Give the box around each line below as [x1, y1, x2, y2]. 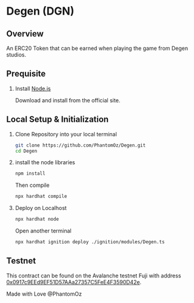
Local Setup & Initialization [6, 114, 109, 125]
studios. [6, 51, 27, 58]
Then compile [15, 181, 50, 189]
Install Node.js [15, 85, 51, 92]
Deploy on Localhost [15, 204, 67, 212]
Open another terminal [15, 227, 72, 234]
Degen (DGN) [6, 4, 75, 18]
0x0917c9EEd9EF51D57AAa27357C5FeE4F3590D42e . [6, 278, 142, 285]
